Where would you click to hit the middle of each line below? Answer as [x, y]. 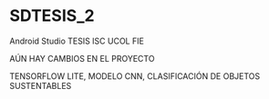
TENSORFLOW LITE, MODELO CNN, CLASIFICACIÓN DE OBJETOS [135, 76]
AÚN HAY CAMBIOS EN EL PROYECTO [82, 58]
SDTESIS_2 [52, 16]
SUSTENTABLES [41, 85]
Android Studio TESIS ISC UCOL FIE [77, 41]
